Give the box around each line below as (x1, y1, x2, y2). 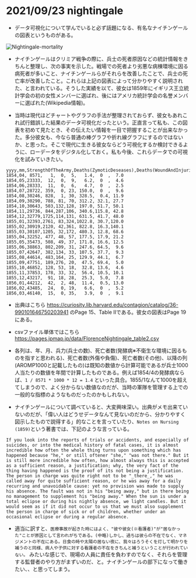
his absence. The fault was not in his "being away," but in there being (6, 488, 190, 494)
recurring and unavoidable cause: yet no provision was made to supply (6, 483, 184, 489)
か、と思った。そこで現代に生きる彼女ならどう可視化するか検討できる (14, 141, 183, 148)
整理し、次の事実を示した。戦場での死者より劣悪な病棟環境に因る (30, 63, 188, 70)
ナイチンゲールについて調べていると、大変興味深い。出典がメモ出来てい (14, 403, 188, 411)
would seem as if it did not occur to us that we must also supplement (6, 504, 184, 509)
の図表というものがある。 (14, 31, 76, 39)
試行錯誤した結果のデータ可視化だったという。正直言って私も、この (19, 119, 183, 126)
